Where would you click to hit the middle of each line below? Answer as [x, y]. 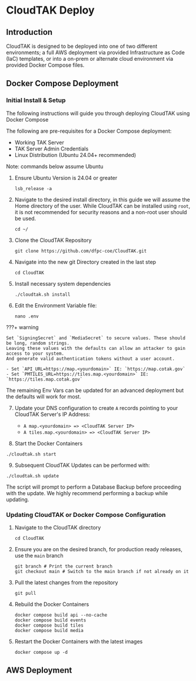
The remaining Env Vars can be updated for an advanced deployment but [95, 390]
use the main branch [39, 555]
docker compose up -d [41, 652]
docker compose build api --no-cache [61, 615]
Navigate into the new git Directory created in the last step [85, 262]
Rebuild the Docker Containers [52, 604]
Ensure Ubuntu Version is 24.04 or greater [66, 178]
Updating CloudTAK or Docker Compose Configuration [86, 515]
